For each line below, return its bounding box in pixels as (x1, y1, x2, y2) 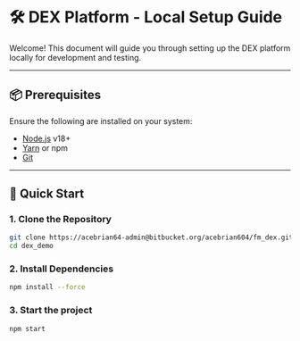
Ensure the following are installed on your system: (9, 115, 193, 126)
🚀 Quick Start (9, 187, 85, 202)
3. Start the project (9, 304, 93, 317)
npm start (9, 324, 46, 333)
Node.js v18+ (21, 133, 71, 144)
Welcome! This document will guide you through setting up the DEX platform (9, 42, 291, 54)
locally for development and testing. (9, 52, 142, 62)
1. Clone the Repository (9, 213, 112, 226)
